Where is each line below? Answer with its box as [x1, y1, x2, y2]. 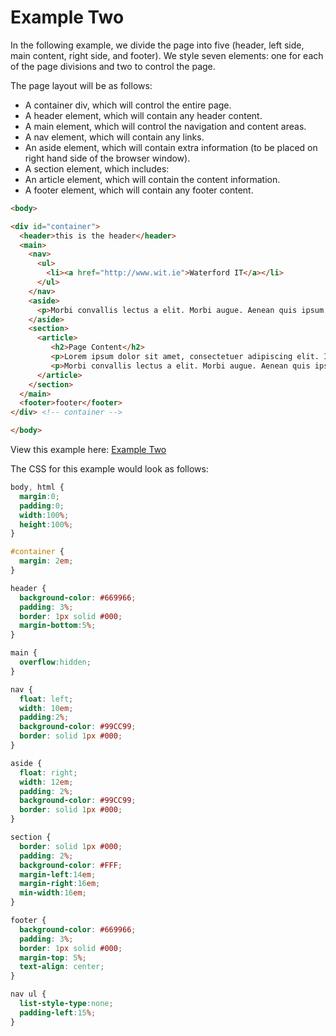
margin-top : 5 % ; [19, 952, 87, 963]
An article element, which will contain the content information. [24, 173, 281, 185]
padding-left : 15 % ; [19, 1007, 97, 1018]
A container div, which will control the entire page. [24, 99, 232, 111]
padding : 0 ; [19, 501, 65, 511]
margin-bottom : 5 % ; [19, 621, 97, 631]
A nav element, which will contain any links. [24, 131, 205, 143]
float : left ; [19, 694, 74, 704]
